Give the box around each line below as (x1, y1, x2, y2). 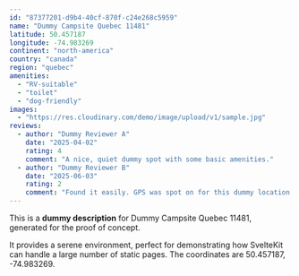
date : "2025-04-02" (25, 138, 98, 147)
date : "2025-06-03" (25, 171, 98, 180)
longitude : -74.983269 (9, 38, 94, 47)
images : (9, 105, 38, 114)
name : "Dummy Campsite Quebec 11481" (9, 22, 150, 30)
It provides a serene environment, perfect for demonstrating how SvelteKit (9, 239, 284, 250)
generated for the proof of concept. (9, 222, 141, 233)
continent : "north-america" (9, 47, 115, 56)
